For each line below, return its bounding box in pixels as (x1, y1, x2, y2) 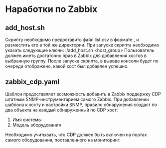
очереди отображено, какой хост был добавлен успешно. (5, 63, 129, 69)
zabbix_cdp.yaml (5, 77, 60, 86)
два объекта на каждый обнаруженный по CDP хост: (5, 106, 118, 113)
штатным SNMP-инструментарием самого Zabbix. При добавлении (5, 96, 149, 102)
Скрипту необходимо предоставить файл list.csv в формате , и (5, 36, 139, 42)
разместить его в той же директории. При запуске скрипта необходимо (5, 42, 160, 48)
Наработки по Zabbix (5, 3, 98, 15)
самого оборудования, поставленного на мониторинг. (5, 136, 121, 143)
